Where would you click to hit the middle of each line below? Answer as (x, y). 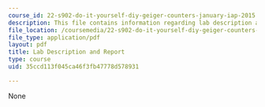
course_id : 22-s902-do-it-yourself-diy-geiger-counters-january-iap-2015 (132, 15)
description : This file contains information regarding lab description (130, 23)
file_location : (33, 30)
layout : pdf (28, 45)
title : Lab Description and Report (67, 52)
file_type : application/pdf (54, 37)
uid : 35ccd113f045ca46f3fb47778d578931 (74, 67)
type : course (30, 60)
